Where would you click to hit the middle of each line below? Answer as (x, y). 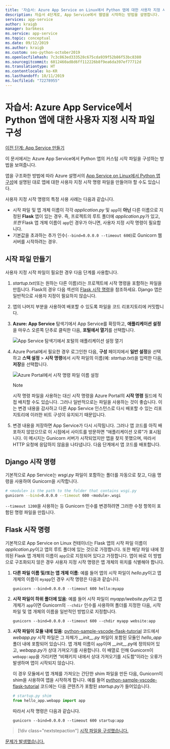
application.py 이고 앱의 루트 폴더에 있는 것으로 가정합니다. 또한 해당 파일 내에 (82, 549)
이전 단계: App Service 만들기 (35, 148)
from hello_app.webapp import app (49, 700)
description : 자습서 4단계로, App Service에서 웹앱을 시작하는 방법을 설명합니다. (82, 15)
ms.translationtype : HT (30, 66)
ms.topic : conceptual (28, 39)
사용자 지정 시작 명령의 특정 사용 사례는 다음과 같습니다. (60, 199)
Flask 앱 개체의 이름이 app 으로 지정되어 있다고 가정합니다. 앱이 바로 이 (83, 555)
